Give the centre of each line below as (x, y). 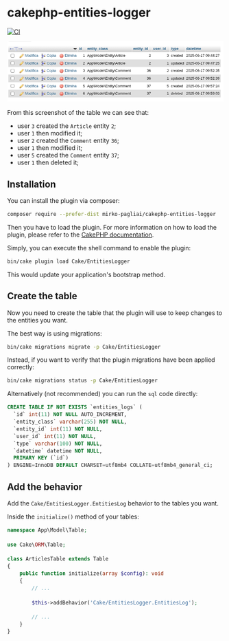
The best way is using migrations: (55, 333)
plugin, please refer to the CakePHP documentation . (81, 235)
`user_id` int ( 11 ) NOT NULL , (55, 436)
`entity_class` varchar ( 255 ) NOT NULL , (70, 422)
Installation (32, 184)
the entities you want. (38, 320)
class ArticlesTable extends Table (58, 559)
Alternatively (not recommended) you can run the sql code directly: (103, 394)
